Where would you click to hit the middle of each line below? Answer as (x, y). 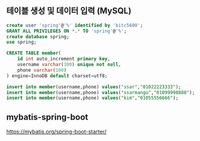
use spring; (21, 42)
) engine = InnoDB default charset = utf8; (57, 76)
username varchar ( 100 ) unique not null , (69, 65)
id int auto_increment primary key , (64, 59)
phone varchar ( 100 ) (42, 70)
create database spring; (38, 36)
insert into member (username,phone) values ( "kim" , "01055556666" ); (92, 98)
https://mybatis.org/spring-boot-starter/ (56, 132)
